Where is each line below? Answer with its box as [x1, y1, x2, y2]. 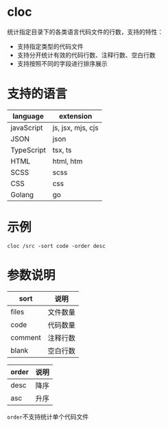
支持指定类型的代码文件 [16, 42, 84, 50]
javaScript [10, 123, 43, 132]
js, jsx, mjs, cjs [52, 123, 99, 132]
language [12, 111, 45, 121]
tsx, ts [52, 145, 72, 154]
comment [10, 332, 41, 342]
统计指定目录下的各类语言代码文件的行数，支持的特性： [7, 27, 163, 36]
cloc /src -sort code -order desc [7, 242, 106, 249]
